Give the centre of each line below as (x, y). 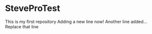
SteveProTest (33, 8)
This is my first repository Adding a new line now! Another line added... (76, 22)
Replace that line (22, 26)
